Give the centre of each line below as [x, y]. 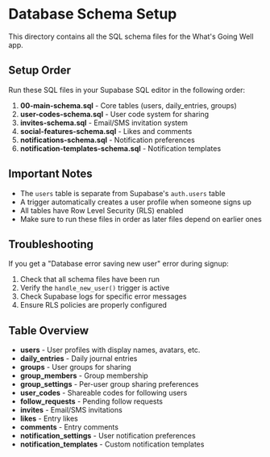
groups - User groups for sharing [75, 367]
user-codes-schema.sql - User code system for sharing [114, 114]
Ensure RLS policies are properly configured [93, 305]
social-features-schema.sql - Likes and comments [106, 131]
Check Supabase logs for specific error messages [103, 296]
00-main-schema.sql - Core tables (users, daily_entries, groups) [129, 105]
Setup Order [39, 71]
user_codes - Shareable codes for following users [104, 393]
